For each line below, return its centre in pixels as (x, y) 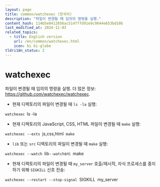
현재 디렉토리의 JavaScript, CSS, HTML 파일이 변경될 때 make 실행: (76, 124)
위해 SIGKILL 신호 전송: (43, 170)
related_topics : (21, 32)
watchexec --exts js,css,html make (40, 134)
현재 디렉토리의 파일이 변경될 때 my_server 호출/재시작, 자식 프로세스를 (79, 164)
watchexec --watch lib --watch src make (44, 154)
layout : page (18, 10)
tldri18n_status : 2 (25, 50)
